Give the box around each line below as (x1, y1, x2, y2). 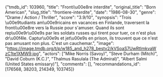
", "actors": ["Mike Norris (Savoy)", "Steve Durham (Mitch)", (38, 51, 158, 57)
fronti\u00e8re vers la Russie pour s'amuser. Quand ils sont (5, 25, 125, 31)
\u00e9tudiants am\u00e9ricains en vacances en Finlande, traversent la (5, 19, 150, 25)
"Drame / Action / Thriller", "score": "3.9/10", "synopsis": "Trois (5, 15, 131, 20)
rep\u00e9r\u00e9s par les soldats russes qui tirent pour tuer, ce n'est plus (5, 30, 156, 36)
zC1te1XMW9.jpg (5, 51, 39, 57)
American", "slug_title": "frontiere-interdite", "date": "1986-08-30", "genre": (5, 9, 156, 15)
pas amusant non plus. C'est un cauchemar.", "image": (5, 40, 114, 46)
